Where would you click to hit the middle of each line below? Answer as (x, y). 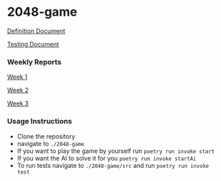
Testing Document (33, 44)
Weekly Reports (34, 62)
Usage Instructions (39, 121)
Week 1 (17, 77)
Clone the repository (46, 136)
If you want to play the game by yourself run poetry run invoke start (116, 151)
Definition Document (36, 31)
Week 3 (18, 104)
